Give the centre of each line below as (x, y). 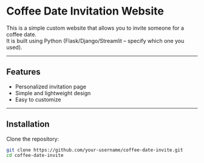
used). (14, 47)
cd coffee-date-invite (35, 156)
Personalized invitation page (51, 87)
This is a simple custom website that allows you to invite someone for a (95, 28)
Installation (28, 125)
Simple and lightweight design (53, 93)
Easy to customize (38, 99)
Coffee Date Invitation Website (85, 11)
